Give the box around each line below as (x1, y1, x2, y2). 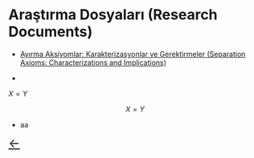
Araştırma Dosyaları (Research (8, 6, 219, 24)
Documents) (8, 22, 93, 41)
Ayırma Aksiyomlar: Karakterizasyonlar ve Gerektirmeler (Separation (19, 49, 246, 59)
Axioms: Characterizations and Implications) (19, 58, 167, 67)
